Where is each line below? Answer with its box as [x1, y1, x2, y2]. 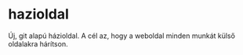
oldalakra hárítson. [8, 39, 68, 48]
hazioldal [8, 5, 69, 23]
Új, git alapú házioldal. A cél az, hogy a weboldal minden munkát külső [8, 31, 235, 40]
